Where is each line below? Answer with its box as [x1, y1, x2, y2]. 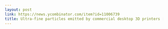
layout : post [5, 7, 32, 12]
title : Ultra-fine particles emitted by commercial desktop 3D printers [5, 16, 160, 21]
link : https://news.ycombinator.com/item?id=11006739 [5, 12, 120, 17]
